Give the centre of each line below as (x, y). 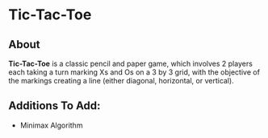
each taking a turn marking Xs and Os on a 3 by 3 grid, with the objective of (134, 72)
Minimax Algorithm (51, 125)
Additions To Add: (54, 106)
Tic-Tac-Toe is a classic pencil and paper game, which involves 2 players (130, 63)
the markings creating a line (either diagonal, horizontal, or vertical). (121, 81)
